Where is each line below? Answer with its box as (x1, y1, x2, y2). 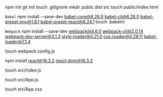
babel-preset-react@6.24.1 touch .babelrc (40, 19, 125, 24)
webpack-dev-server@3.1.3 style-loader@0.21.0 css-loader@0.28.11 (5, 34, 143, 39)
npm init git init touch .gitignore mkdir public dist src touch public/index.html (5, 4, 159, 10)
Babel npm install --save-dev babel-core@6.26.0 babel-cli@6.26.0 (5, 14, 140, 19)
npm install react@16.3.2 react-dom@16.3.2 (5, 58, 93, 63)
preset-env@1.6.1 (5, 19, 40, 24)
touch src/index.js (5, 67, 42, 73)
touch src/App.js (5, 77, 39, 82)
